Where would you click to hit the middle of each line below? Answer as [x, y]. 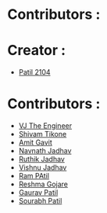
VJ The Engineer [45, 126]
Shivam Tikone [43, 134]
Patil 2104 [35, 72]
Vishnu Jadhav [43, 167]
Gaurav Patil [38, 193]
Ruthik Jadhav [42, 160]
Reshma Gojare [43, 184]
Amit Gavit [35, 142]
